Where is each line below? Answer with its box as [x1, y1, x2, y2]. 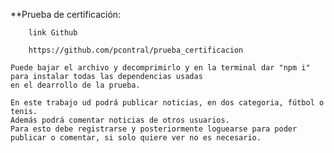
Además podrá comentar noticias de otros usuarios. [10, 115, 230, 125]
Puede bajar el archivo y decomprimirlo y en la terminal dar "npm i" [10, 63, 311, 73]
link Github [28, 28, 78, 38]
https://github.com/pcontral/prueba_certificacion [28, 45, 244, 55]
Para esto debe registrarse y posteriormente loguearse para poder [10, 124, 298, 134]
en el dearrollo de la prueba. [10, 80, 141, 90]
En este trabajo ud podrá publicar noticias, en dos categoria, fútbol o [10, 98, 325, 108]
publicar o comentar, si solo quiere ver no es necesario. [10, 133, 262, 143]
